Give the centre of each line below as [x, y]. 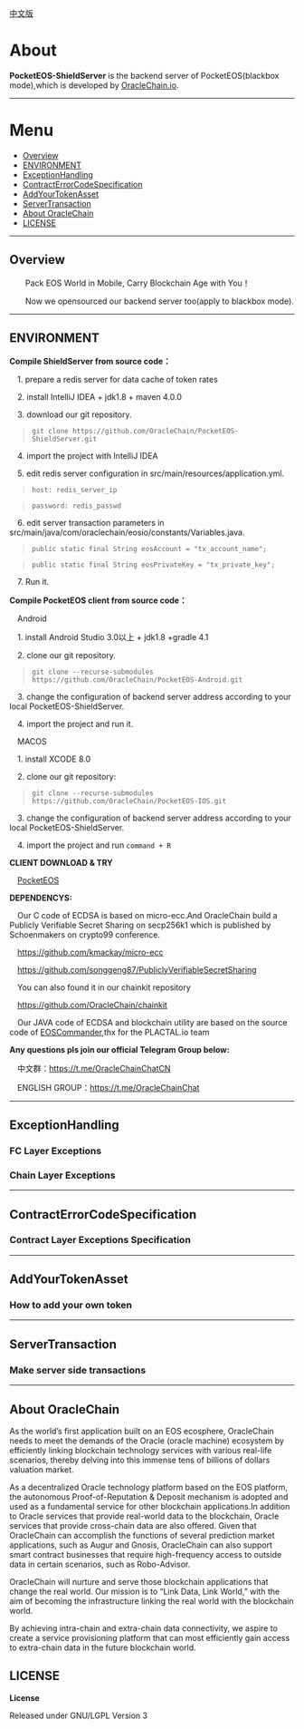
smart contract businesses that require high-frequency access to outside [146, 1554]
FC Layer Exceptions [56, 1151]
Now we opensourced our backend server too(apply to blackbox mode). [160, 301]
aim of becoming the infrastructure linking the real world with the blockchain [152, 1601]
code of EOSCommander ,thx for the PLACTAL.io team [109, 1032]
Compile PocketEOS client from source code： [98, 600]
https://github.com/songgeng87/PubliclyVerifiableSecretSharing [137, 969]
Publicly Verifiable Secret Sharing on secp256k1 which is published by [140, 925]
